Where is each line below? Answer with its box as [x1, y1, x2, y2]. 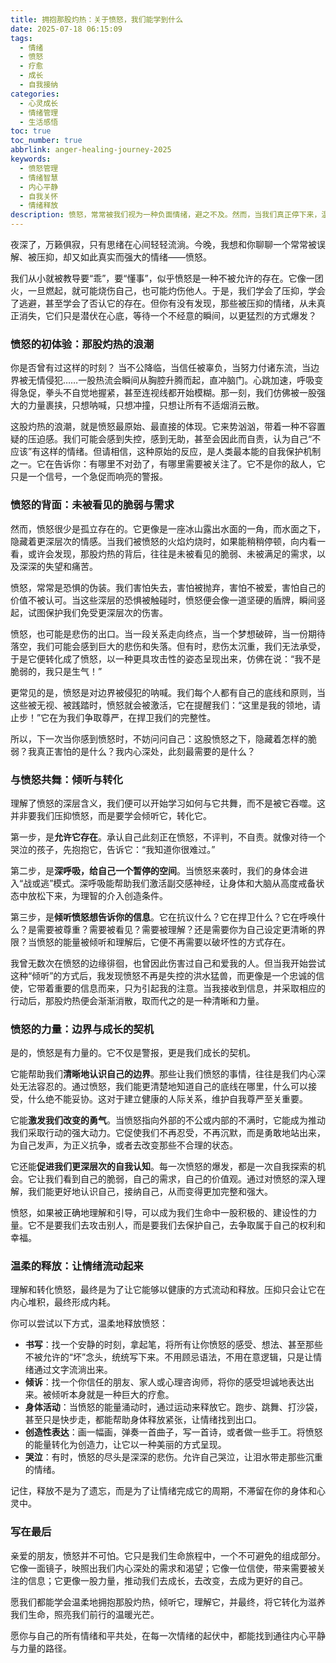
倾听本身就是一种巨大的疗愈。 [51, 1389, 175, 1401]
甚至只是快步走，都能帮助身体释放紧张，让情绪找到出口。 [24, 1414, 262, 1426]
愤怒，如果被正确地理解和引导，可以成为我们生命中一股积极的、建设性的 [10, 1207, 308, 1219]
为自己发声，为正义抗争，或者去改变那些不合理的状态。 [10, 1139, 238, 1151]
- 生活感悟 [19, 117, 59, 127]
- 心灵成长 [19, 98, 59, 108]
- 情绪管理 [19, 107, 59, 118]
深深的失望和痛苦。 [18, 560, 98, 572]
